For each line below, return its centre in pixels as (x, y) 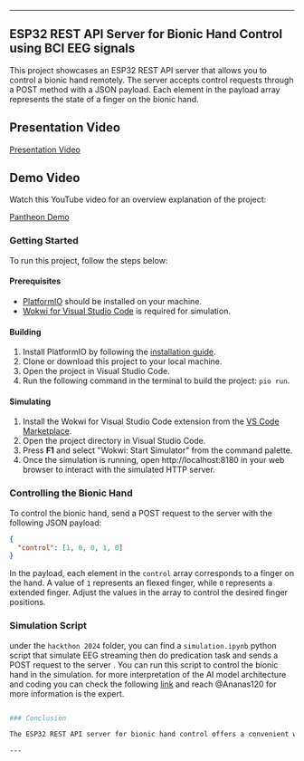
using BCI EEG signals (72, 48)
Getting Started (44, 241)
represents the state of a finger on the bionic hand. (104, 99)
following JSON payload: (56, 523)
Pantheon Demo (39, 217)
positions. (28, 602)
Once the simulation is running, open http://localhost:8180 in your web (153, 460)
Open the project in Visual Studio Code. (96, 371)
